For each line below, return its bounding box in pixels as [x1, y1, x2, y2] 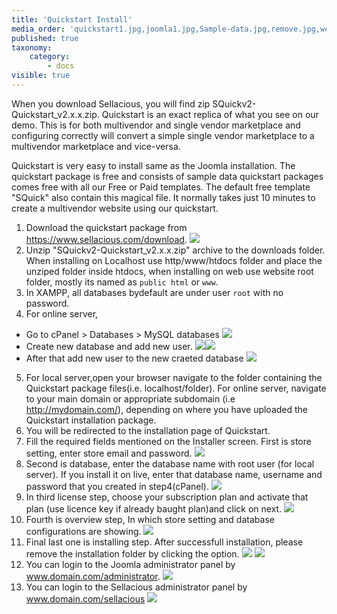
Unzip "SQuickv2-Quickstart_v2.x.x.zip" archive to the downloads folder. [25, 244, 326, 256]
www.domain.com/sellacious [25, 592, 146, 605]
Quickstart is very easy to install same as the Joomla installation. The [11, 159, 296, 171]
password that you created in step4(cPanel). [25, 480, 209, 492]
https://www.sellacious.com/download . [25, 233, 188, 245]
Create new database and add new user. [25, 340, 193, 352]
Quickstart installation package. [25, 414, 157, 426]
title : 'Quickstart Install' [11, 14, 133, 25]
